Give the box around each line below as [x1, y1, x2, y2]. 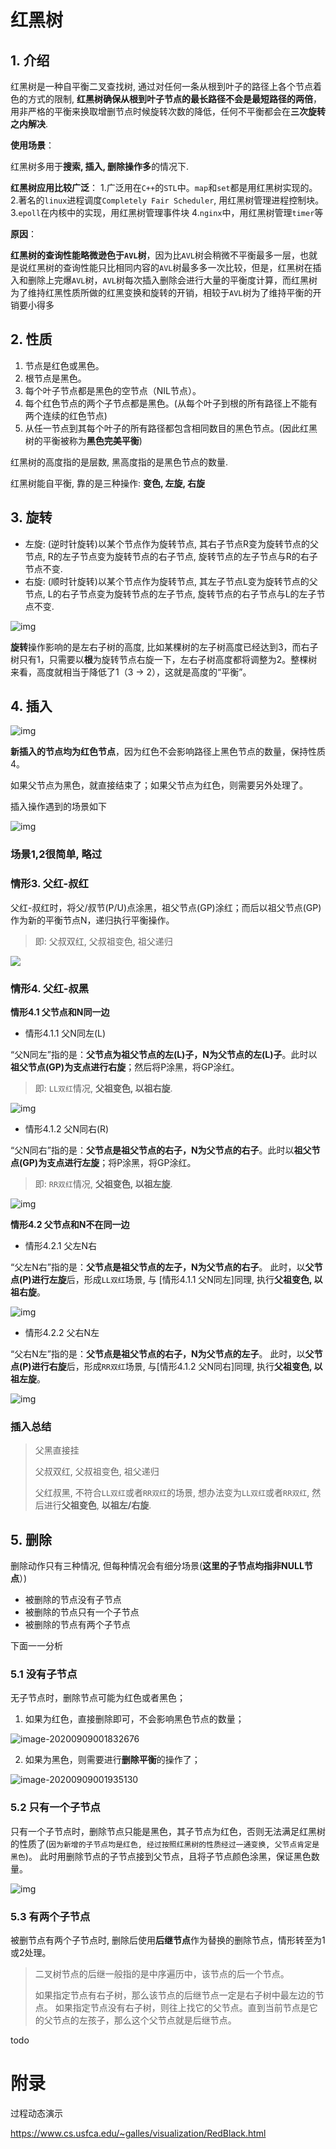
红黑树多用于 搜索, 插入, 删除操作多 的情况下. [10, 161, 190, 172]
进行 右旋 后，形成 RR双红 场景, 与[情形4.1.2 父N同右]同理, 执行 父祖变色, [31, 1360, 313, 1372]
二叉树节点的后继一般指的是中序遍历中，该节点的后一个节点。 [34, 1967, 290, 1980]
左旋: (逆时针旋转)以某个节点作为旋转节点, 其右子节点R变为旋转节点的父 [24, 537, 319, 550]
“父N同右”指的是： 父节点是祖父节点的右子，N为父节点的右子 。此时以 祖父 [10, 1144, 312, 1156]
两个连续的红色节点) [24, 409, 108, 421]
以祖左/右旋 [101, 1499, 150, 1511]
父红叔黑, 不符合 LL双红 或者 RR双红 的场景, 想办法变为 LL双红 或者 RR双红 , [34, 1487, 310, 1499]
